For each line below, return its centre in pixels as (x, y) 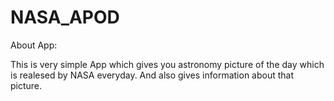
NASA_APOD (65, 17)
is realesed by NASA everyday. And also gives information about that (152, 75)
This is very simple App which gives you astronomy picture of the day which (167, 64)
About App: (34, 45)
